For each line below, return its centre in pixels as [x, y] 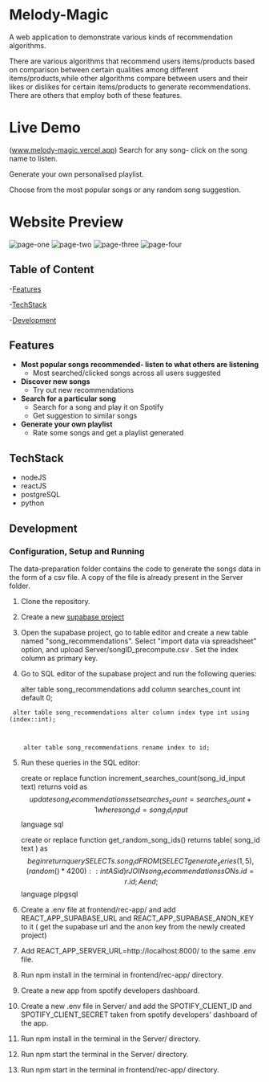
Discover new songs [55, 382]
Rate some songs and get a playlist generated [108, 433]
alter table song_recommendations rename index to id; [117, 747]
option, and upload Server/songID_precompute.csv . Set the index [129, 649]
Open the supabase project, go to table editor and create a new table [134, 632]
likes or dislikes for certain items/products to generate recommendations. [130, 87]
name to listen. [34, 158]
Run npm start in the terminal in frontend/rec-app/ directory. [120, 1070]
